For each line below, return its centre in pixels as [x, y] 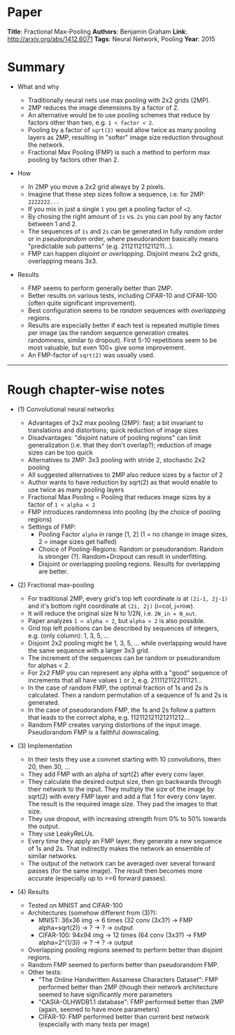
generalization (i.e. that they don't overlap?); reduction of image [120, 445]
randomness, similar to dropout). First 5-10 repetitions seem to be [122, 340]
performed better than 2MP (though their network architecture [128, 987]
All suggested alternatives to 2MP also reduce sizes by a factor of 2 [125, 474]
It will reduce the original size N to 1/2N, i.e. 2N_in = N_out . [112, 613]
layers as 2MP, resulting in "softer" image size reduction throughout [126, 137]
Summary [36, 67]
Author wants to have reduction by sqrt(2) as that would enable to [123, 482]
